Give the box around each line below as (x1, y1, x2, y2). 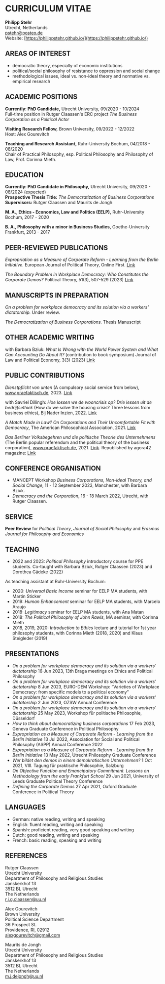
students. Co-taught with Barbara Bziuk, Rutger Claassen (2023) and (12, 564, 153, 570)
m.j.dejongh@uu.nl (5, 973, 43, 979)
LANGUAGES (5, 803, 46, 812)
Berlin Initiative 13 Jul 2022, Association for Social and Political (12, 736, 140, 742)
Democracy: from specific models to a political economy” (12, 689, 129, 695)
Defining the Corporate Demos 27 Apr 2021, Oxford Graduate (12, 783, 137, 789)
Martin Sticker (12, 594, 41, 599)
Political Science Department (5, 916, 64, 922)
